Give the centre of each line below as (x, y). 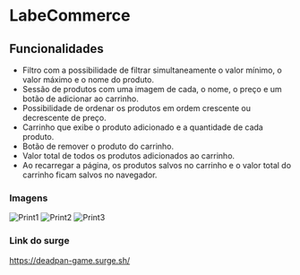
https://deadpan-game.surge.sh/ (70, 260)
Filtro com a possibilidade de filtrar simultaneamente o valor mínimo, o (152, 70)
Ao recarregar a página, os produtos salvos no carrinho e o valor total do (157, 165)
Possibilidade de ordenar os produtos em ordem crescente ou (136, 108)
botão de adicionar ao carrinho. (80, 99)
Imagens (29, 198)
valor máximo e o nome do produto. (88, 80)
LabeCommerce (70, 16)
